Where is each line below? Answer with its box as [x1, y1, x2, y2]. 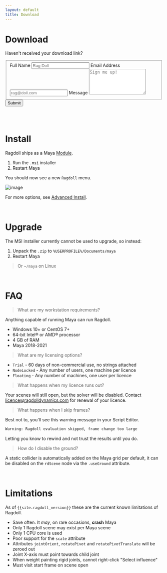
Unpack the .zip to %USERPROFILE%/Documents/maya [12, 248, 116, 254]
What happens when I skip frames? [17, 407, 90, 413]
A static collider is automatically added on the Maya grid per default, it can [5, 455, 158, 461]
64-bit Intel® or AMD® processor [12, 331, 80, 337]
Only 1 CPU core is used [12, 530, 62, 536]
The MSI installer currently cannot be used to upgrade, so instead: [5, 238, 142, 244]
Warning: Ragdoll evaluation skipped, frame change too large [5, 426, 137, 431]
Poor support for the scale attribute [12, 535, 86, 541]
